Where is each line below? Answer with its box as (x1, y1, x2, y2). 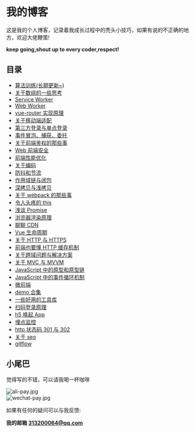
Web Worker (14, 102, 46, 109)
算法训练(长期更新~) (14, 81, 64, 88)
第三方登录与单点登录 (14, 124, 67, 131)
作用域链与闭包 (14, 176, 52, 183)
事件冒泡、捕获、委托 (14, 131, 67, 139)
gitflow (14, 340, 32, 347)
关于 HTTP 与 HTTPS (14, 236, 67, 243)
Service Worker (14, 96, 54, 103)
